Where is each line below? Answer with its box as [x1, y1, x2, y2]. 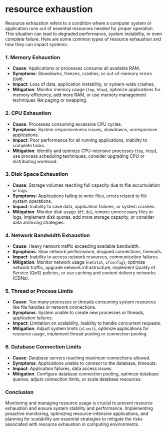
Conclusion [5, 388, 34, 395]
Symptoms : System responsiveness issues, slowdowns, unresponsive [12, 126, 157, 132]
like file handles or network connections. [12, 304, 96, 310]
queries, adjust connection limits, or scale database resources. [12, 376, 142, 382]
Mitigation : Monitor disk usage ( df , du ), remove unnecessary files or [12, 209, 153, 215]
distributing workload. [12, 158, 58, 164]
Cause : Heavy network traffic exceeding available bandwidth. [12, 243, 140, 249]
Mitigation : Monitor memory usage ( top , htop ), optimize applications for [12, 87, 161, 93]
